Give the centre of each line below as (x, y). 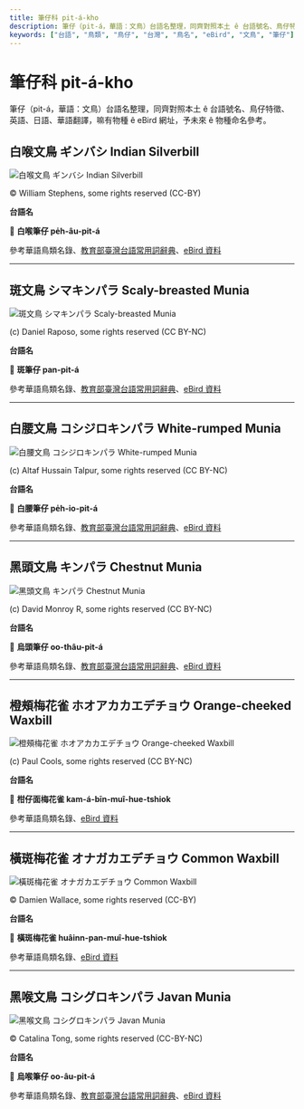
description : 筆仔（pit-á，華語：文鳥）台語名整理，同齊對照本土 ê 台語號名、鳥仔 (150, 26)
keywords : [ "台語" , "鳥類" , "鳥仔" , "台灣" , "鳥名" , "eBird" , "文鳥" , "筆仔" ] (152, 34)
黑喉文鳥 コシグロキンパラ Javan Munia (120, 997)
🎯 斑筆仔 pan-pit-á (44, 369)
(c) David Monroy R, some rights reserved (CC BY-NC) (111, 608)
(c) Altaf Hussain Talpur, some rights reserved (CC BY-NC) (119, 470)
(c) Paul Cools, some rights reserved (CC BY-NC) (101, 761)
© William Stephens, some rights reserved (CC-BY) (105, 193)
